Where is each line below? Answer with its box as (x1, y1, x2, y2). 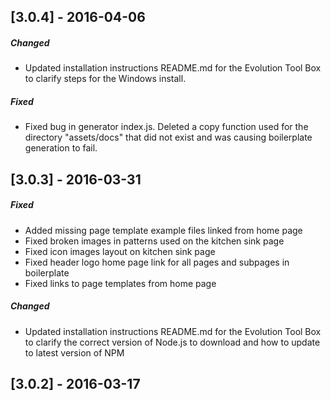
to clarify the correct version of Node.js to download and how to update (24, 336, 321, 348)
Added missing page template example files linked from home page (24, 224, 303, 236)
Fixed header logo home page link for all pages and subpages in (24, 256, 290, 268)
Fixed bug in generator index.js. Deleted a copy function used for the (24, 121, 309, 133)
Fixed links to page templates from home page (24, 277, 217, 289)
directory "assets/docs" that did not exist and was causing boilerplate (24, 131, 313, 144)
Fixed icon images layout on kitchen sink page (24, 245, 216, 257)
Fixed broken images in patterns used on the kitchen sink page (24, 235, 285, 247)
